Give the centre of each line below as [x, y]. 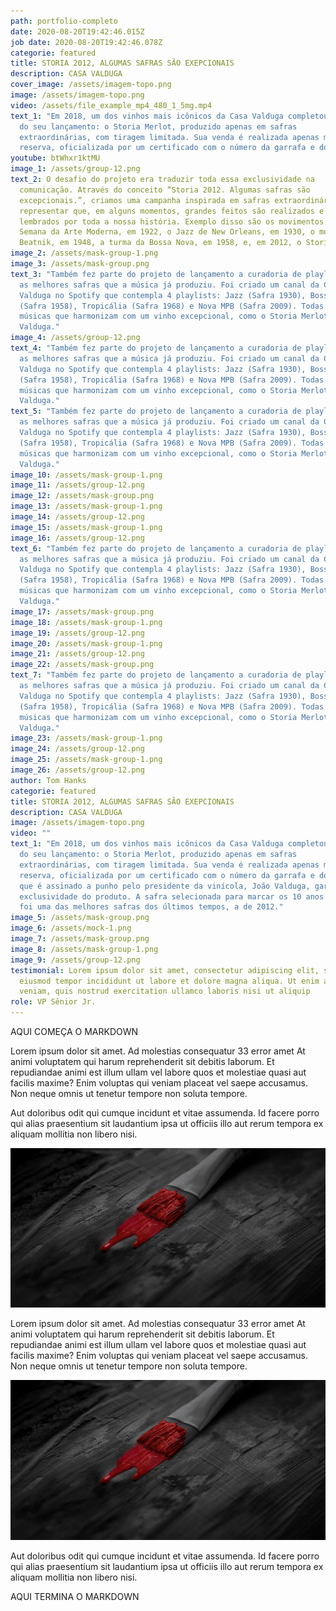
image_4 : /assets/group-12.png [75, 338]
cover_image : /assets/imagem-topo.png [91, 85]
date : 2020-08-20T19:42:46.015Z [77, 31]
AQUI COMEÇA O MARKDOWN [74, 1031]
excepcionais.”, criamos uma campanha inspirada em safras [145, 200]
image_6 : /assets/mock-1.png [71, 928]
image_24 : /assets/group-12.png [77, 749]
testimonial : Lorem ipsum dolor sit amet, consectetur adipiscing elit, [165, 970]
